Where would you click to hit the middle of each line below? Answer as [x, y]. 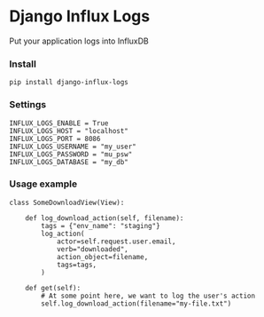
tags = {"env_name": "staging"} [101, 226]
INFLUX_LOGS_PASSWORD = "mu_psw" [71, 154]
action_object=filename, [102, 257]
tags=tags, [77, 265]
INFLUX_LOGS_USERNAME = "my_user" [73, 147]
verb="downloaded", [92, 249]
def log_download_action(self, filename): [105, 218]
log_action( [63, 234]
